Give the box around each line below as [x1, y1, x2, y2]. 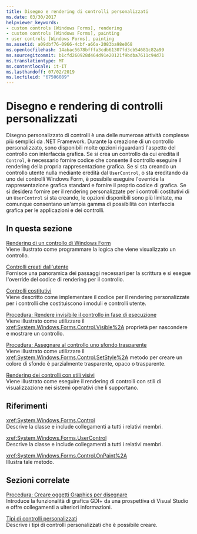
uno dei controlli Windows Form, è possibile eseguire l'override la [6, 175, 165, 183]
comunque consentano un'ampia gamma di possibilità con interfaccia [6, 201, 175, 208]
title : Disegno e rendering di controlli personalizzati [6, 8, 149, 15]
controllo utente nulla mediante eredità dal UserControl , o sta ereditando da [6, 169, 189, 177]
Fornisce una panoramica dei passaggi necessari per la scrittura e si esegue [6, 269, 191, 277]
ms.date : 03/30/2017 [6, 14, 57, 20]
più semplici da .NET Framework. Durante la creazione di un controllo [6, 138, 174, 145]
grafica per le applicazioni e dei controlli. [6, 207, 105, 214]
